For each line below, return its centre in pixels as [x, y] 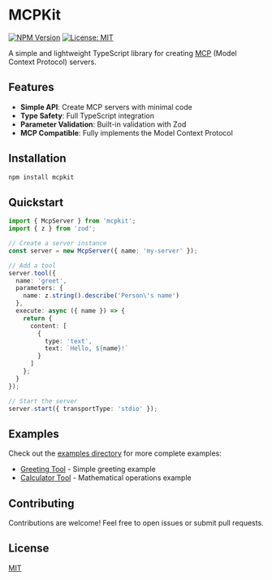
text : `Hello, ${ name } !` [86, 348]
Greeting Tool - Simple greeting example [88, 470]
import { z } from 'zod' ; [52, 229]
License [29, 549]
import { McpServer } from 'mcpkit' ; [72, 221]
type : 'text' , [68, 341]
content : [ [48, 326]
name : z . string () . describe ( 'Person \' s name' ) [101, 296]
